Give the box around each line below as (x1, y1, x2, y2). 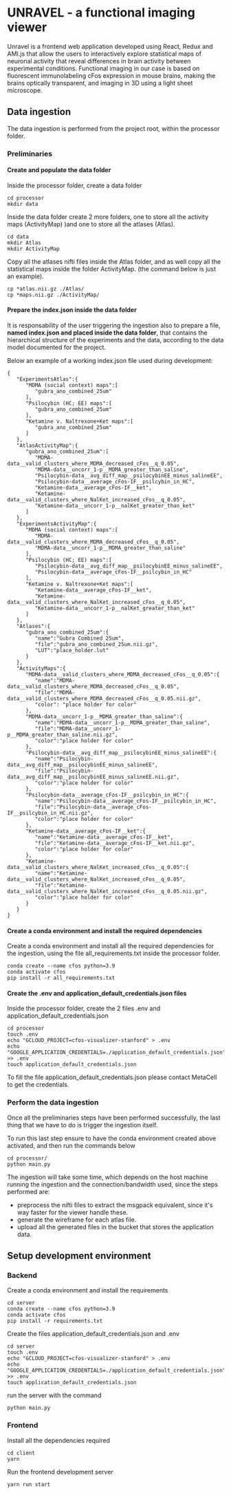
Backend (7, 1271, 38, 1280)
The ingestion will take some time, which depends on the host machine (7, 1173, 208, 1181)
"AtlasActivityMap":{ (16, 442, 78, 449)
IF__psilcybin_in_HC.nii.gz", (7, 810, 94, 817)
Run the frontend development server (7, 1467, 113, 1476)
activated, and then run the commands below (7, 1141, 135, 1149)
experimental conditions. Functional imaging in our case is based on (7, 64, 200, 72)
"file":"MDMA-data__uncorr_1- (34, 725, 122, 733)
